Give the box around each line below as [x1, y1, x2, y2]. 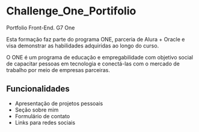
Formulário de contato [14, 112, 70, 119]
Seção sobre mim [14, 106, 59, 113]
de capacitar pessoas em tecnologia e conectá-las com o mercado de [6, 60, 180, 67]
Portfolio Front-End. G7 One [6, 24, 75, 31]
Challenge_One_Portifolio [6, 4, 136, 18]
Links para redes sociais [14, 119, 76, 126]
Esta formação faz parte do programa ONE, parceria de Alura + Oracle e [6, 35, 185, 43]
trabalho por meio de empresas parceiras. [6, 66, 110, 73]
